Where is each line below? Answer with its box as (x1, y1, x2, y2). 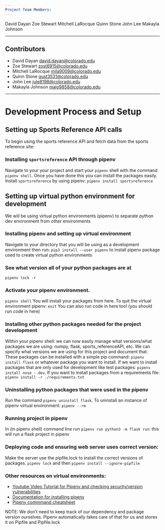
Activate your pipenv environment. (5, 287, 90, 294)
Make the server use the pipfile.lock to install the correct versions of (5, 455, 143, 461)
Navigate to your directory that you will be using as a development (5, 241, 139, 247)
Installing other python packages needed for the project (5, 321, 141, 328)
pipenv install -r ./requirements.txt (5, 375, 84, 380)
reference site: (5, 144, 35, 150)
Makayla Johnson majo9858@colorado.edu (12, 84, 101, 90)
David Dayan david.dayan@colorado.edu (12, 58, 95, 64)
